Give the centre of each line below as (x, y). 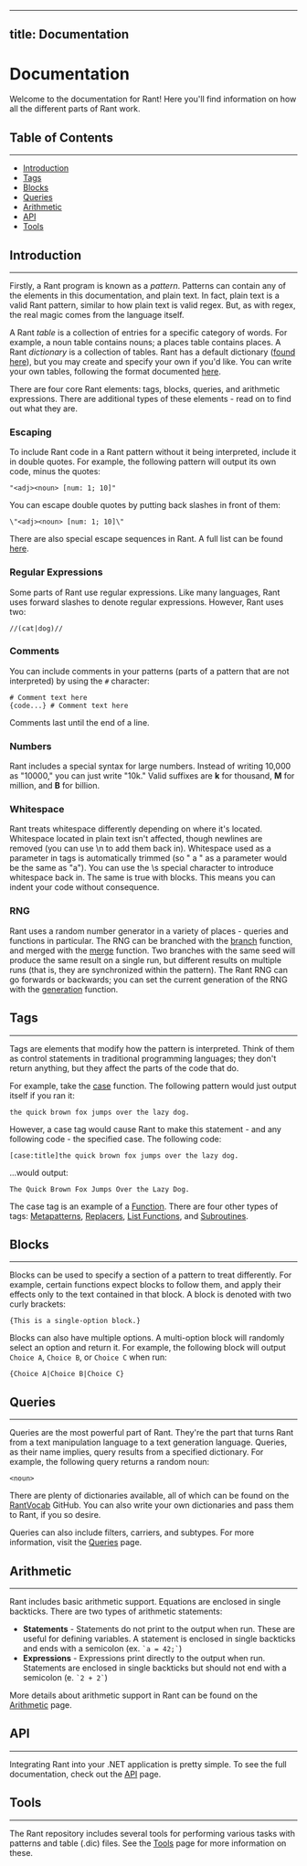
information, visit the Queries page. (76, 1543)
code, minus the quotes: (55, 472)
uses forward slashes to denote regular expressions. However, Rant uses (147, 602)
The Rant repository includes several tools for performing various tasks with (152, 1833)
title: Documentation (69, 34)
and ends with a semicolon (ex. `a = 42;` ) (102, 1648)
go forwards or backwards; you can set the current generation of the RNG (148, 980)
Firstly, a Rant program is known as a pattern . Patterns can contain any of (148, 285)
